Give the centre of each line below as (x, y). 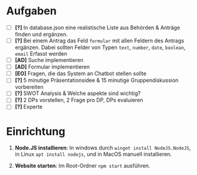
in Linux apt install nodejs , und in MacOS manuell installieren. (93, 154)
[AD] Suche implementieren (49, 60)
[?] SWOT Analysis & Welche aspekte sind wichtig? (78, 93)
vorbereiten (29, 87)
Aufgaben (31, 11)
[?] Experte (29, 107)
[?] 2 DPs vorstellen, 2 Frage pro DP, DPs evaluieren (79, 100)
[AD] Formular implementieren (52, 67)
